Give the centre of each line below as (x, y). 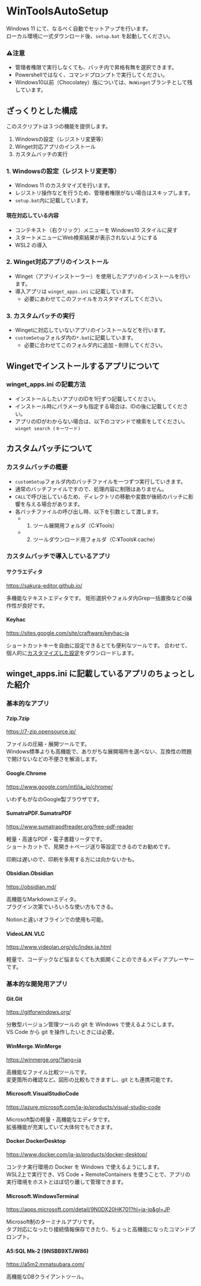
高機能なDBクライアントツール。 (46, 1277)
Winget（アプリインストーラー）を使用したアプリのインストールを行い (103, 276)
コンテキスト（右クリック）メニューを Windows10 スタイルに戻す (96, 230)
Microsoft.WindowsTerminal (43, 1196)
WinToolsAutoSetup (58, 11)
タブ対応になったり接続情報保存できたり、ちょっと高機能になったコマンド (98, 1229)
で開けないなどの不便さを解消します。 (53, 759)
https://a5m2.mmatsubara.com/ (46, 1264)
